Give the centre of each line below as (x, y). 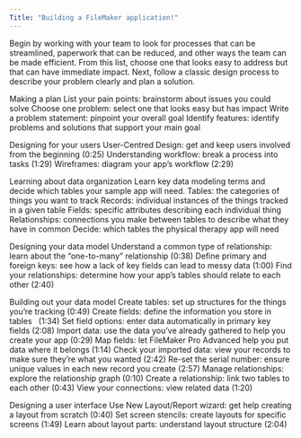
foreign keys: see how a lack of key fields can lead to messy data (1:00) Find (150, 265)
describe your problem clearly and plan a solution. (102, 81)
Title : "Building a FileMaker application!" (94, 18)
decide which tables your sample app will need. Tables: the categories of (145, 190)
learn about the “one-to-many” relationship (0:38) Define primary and (138, 256)
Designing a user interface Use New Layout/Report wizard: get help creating (150, 405)
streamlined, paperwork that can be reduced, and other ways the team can (148, 53)
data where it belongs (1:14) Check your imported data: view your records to (150, 349)
